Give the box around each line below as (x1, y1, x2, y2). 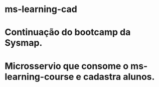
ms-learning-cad (5, 4, 77, 15)
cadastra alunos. (83, 71, 155, 82)
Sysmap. (5, 37, 43, 49)
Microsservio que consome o (5, 60, 129, 71)
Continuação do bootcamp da (5, 27, 131, 38)
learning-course (5, 71, 74, 82)
